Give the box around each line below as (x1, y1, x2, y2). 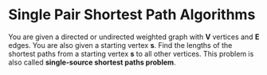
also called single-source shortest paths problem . (8, 57, 177, 67)
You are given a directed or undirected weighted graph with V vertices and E (8, 32, 260, 41)
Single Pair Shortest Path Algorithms (8, 6, 256, 24)
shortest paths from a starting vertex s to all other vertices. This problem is (8, 49, 254, 58)
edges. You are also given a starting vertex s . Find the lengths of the (8, 40, 233, 49)
